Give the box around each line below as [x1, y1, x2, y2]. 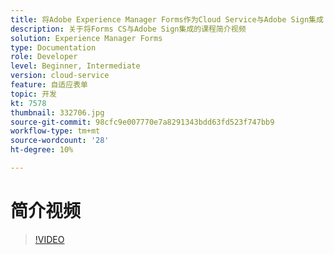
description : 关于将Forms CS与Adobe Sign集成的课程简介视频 [10, 24, 247, 34]
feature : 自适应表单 [10, 80, 88, 90]
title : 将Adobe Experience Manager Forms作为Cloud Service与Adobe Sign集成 [10, 14, 324, 25]
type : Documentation [10, 42, 97, 53]
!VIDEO [34, 233, 65, 245]
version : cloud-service [10, 71, 110, 81]
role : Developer [10, 52, 78, 62]
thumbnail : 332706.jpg [10, 107, 105, 118]
